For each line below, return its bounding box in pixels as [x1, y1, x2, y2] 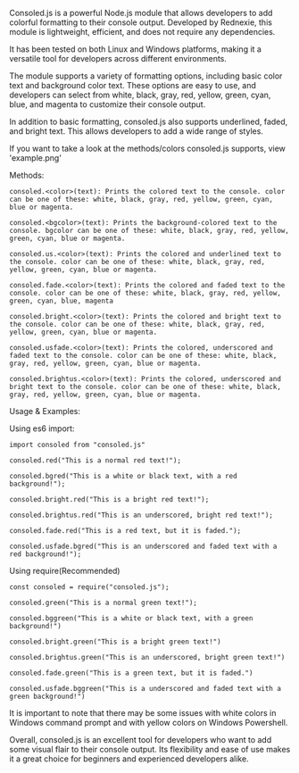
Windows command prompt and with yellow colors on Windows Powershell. [9, 718, 288, 727]
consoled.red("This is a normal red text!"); [9, 456, 181, 465]
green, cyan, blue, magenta [9, 296, 114, 305]
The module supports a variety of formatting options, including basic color [9, 71, 283, 81]
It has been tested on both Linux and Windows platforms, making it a [9, 44, 262, 54]
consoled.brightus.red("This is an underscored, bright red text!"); [9, 511, 274, 519]
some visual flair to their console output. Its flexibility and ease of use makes [9, 744, 291, 754]
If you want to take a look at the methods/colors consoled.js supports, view [9, 143, 286, 154]
